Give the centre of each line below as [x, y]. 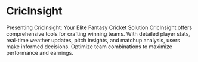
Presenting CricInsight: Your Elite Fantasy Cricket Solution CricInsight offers [99, 27]
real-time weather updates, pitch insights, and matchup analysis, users [93, 40]
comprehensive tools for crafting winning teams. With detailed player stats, [98, 33]
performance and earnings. [40, 52]
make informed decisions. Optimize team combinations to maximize [89, 46]
